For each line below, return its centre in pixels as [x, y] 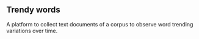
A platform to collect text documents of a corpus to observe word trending [100, 24]
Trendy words [34, 10]
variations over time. [32, 31]
